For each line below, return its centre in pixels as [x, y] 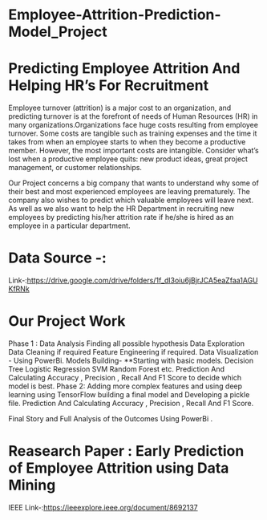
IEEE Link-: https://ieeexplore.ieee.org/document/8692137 [103, 507]
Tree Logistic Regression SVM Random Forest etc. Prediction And [117, 369]
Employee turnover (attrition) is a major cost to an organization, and [120, 108]
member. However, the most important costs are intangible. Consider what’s [133, 151]
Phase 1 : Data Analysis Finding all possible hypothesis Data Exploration [126, 343]
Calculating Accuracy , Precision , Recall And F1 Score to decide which [125, 378]
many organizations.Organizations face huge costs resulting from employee [133, 125]
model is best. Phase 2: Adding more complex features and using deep [125, 386]
